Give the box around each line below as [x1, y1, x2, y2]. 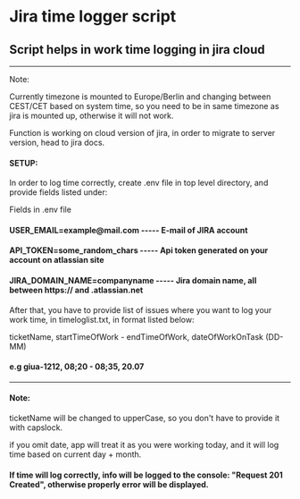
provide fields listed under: [9, 187, 108, 198]
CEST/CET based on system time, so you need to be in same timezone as [9, 101, 279, 111]
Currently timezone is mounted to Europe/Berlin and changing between [9, 91, 271, 102]
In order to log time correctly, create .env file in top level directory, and [9, 177, 269, 189]
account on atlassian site [9, 255, 104, 266]
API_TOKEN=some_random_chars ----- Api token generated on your [9, 245, 269, 256]
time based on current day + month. [9, 449, 142, 460]
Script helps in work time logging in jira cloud [9, 42, 265, 57]
